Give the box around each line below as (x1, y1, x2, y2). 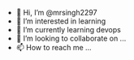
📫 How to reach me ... (15, 43, 92, 52)
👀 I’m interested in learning (15, 16, 106, 26)
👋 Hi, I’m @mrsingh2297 (15, 8, 97, 17)
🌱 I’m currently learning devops (15, 25, 122, 34)
